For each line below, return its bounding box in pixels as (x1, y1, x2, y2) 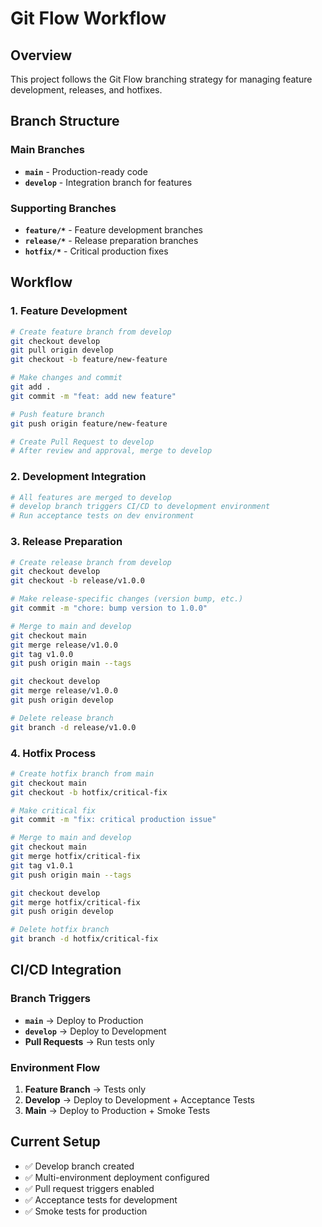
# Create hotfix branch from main (10, 768, 155, 779)
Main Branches (10, 143, 85, 157)
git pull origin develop (10, 345, 114, 356)
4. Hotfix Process (10, 746, 97, 760)
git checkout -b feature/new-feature (10, 355, 168, 365)
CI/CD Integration (10, 962, 122, 979)
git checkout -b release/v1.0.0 (10, 576, 145, 586)
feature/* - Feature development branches (24, 223, 204, 236)
